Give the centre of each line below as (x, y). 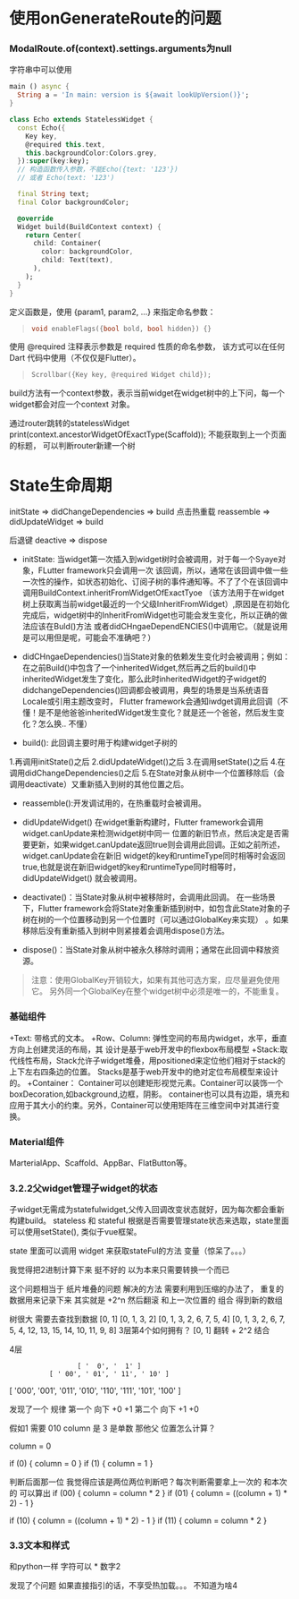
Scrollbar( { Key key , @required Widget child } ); (121, 375)
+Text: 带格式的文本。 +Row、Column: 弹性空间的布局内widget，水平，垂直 (148, 1038)
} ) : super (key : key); (54, 161)
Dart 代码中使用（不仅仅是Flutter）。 (75, 358)
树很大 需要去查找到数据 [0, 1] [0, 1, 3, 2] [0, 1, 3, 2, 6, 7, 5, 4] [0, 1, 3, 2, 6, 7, (147, 1319)
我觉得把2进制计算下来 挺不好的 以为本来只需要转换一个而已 (120, 1270)
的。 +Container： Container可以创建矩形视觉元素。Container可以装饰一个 (146, 1082)
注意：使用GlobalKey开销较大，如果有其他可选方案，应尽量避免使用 (155, 980)
